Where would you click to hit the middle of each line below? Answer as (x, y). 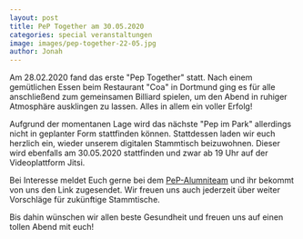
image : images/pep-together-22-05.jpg (83, 43)
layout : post (34, 18)
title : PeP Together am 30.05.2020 (77, 26)
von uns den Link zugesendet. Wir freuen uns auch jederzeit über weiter (145, 190)
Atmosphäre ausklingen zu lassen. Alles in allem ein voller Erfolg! (131, 106)
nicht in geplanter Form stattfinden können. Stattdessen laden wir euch (142, 134)
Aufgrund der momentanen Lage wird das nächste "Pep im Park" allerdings (151, 124)
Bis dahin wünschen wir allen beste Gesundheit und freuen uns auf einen (146, 217)
